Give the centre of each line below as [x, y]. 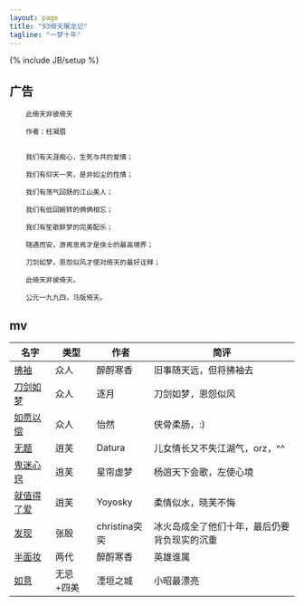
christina [115, 526]
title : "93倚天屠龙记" [49, 26]
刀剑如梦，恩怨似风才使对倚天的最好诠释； [93, 263]
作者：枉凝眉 [46, 132]
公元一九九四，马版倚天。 [66, 298]
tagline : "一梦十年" [45, 34]
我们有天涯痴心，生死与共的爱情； [80, 158]
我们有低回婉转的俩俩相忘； [70, 210]
